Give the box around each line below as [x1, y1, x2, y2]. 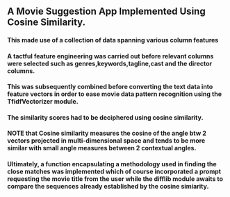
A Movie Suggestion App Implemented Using [7, 6, 206, 17]
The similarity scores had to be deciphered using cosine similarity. [7, 113, 204, 121]
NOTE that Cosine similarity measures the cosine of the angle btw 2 [7, 129, 207, 138]
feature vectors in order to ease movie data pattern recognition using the [7, 90, 222, 98]
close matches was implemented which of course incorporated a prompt [7, 167, 221, 175]
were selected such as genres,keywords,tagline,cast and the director [7, 59, 213, 68]
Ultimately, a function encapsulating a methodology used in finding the [7, 159, 217, 168]
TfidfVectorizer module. [7, 97, 79, 106]
